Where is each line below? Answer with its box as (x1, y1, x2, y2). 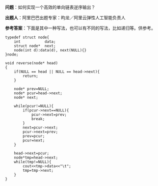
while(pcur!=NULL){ (14, 104, 54, 108)
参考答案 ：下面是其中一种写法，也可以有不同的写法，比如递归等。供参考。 (5, 25, 156, 31)
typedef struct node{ (5, 35, 50, 40)
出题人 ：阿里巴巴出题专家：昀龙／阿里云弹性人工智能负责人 (5, 15, 126, 21)
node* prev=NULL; (14, 86, 50, 91)
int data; (14, 39, 56, 44)
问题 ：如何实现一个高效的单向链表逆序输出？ (5, 4, 96, 10)
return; (23, 74, 38, 79)
